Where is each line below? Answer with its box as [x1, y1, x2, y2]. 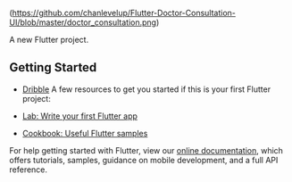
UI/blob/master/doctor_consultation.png [9, 17, 157, 28]
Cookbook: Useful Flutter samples [21, 128, 148, 138]
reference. [9, 164, 47, 175]
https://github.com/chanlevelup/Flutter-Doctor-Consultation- [12, 8, 237, 18]
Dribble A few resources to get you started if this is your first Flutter [21, 84, 271, 95]
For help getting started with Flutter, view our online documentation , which [9, 145, 284, 155]
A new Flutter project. [9, 35, 89, 45]
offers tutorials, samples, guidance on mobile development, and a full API [9, 154, 279, 165]
